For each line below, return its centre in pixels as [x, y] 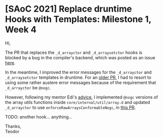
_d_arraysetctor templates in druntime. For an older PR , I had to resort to [78, 77]
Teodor [12, 131]
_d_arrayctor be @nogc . [28, 87]
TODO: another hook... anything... [39, 117]
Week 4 [21, 30]
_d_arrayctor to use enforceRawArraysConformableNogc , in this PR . [71, 107]
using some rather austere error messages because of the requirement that [81, 82]
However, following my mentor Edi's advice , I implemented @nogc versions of [81, 97]
